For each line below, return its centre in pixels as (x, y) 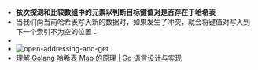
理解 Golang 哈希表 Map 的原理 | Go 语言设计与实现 (99, 58)
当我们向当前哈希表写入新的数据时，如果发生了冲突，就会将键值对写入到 (133, 22)
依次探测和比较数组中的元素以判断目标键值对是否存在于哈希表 (116, 12)
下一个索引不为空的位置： (57, 31)
